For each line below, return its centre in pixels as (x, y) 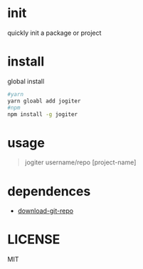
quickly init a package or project (54, 33)
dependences (49, 191)
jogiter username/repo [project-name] (80, 162)
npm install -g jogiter (43, 114)
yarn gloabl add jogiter (44, 101)
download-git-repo (45, 211)
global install (26, 81)
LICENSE (34, 239)
